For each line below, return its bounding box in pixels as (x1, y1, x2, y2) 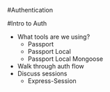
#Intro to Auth (7, 19, 47, 27)
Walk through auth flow (17, 62, 85, 70)
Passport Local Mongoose (27, 55, 104, 63)
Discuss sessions (17, 69, 68, 77)
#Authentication (7, 6, 54, 14)
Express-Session (27, 77, 77, 85)
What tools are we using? (17, 33, 91, 41)
